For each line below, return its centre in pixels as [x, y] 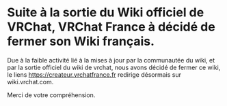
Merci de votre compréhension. [51, 95]
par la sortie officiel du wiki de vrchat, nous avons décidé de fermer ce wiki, [114, 67]
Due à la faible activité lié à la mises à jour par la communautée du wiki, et [111, 60]
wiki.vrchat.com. [30, 82]
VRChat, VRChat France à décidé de [111, 27]
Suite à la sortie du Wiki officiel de [106, 13]
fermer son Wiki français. [81, 41]
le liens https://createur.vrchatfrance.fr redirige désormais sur [94, 74]
